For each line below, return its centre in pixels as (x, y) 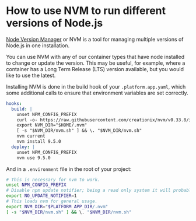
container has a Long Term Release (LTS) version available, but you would (95, 69)
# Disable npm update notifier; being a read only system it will (88, 191)
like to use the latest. (31, 75)
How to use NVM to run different (86, 11)
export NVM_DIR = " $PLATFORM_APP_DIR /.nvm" (57, 206)
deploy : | (23, 147)
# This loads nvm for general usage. (52, 201)
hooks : (14, 103)
